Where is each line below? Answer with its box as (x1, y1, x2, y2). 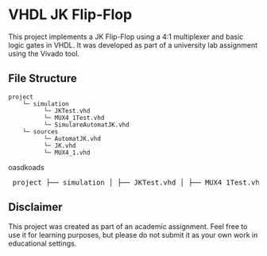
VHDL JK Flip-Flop (8, 6, 133, 24)
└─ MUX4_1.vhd (43, 149, 91, 157)
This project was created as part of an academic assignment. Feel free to (8, 221, 248, 231)
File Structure (8, 72, 77, 85)
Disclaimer (8, 200, 63, 214)
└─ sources (22, 127, 59, 136)
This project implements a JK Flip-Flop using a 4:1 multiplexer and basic (8, 32, 244, 41)
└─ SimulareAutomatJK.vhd (43, 121, 130, 129)
